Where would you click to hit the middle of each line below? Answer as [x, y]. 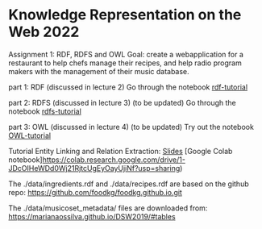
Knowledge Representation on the [125, 15]
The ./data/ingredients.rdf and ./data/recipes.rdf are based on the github [129, 184]
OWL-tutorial [29, 135]
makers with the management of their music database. [99, 71]
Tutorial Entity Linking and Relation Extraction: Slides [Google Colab [121, 151]
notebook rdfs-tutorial [45, 111]
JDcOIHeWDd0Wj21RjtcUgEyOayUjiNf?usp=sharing [94, 168]
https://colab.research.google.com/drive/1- [114, 160]
